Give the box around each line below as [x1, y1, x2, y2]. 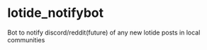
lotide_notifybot [7, 5, 104, 21]
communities [7, 35, 45, 44]
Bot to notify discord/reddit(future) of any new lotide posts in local [7, 28, 201, 37]
